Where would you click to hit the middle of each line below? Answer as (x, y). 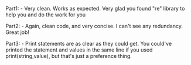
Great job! (18, 32)
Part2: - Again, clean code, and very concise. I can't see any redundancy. (94, 26)
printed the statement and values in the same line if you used (79, 50)
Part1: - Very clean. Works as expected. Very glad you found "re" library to (95, 8)
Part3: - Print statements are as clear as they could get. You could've (89, 44)
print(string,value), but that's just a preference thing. (69, 56)
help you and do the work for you (46, 15)
